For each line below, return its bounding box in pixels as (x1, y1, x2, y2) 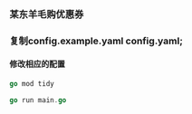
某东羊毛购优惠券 (9, 7, 84, 20)
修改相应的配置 (9, 59, 65, 70)
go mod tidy (9, 80, 54, 89)
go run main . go (9, 95, 67, 105)
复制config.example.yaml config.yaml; (9, 34, 184, 47)
